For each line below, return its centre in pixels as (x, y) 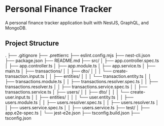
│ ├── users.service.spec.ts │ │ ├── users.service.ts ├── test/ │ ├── (77, 107)
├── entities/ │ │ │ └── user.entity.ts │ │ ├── (86, 97)
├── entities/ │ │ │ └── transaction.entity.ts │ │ (102, 76)
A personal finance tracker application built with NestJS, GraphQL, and (77, 23)
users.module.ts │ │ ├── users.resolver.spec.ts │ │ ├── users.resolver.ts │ (82, 102)
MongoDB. (16, 28)
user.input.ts (18, 97)
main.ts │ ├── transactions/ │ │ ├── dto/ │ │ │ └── (58, 71)
